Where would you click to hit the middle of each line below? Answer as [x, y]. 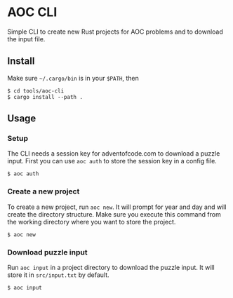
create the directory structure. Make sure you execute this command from [114, 214]
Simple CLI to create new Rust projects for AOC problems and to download [115, 32]
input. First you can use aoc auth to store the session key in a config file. [112, 161]
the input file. [26, 39]
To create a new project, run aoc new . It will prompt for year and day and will [117, 207]
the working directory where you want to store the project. [92, 222]
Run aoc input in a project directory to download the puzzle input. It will [111, 268]
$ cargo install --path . [45, 97]
